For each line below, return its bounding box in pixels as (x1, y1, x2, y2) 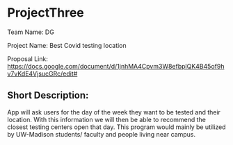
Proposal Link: (7, 54, 49, 63)
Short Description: (7, 89, 89, 101)
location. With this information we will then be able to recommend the (7, 115, 207, 123)
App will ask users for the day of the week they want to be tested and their (7, 108, 221, 116)
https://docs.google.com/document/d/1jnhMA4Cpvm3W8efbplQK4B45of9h (7, 62, 225, 70)
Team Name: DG (7, 28, 54, 36)
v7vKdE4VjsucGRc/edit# (7, 69, 78, 78)
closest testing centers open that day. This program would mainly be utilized (7, 123, 226, 131)
